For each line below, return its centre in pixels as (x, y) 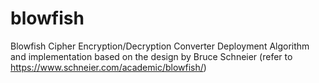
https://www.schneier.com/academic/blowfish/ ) (108, 67)
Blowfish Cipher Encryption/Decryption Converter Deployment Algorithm (160, 46)
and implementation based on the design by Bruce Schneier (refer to (151, 56)
